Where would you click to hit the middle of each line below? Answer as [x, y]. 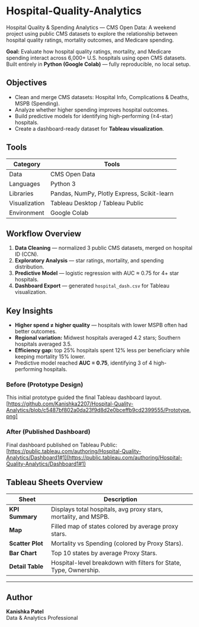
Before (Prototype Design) [45, 385]
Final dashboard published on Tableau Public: [62, 445]
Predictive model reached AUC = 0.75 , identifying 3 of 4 [84, 363]
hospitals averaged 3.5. [43, 344]
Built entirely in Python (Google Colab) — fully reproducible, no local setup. [98, 64]
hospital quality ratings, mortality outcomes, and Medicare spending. [90, 40]
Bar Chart [23, 553]
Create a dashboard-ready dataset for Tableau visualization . [89, 128]
